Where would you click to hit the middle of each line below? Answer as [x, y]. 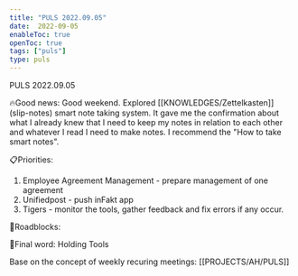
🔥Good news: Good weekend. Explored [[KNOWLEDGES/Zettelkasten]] [142, 103]
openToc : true [36, 43]
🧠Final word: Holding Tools [59, 244]
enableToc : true [40, 34]
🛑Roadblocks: [35, 227]
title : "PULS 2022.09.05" [58, 18]
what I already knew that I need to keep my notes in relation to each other [146, 122]
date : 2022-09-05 [44, 26]
